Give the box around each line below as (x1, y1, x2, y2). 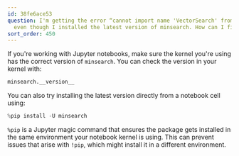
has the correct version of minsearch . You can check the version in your (7, 57, 217, 66)
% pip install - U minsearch (7, 113, 87, 120)
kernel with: (7, 65, 42, 73)
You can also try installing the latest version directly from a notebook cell (7, 91, 221, 100)
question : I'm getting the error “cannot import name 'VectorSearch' (7, 17, 218, 24)
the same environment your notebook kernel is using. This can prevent (7, 133, 215, 141)
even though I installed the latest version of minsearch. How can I (14, 23, 224, 30)
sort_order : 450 (7, 30, 55, 38)
